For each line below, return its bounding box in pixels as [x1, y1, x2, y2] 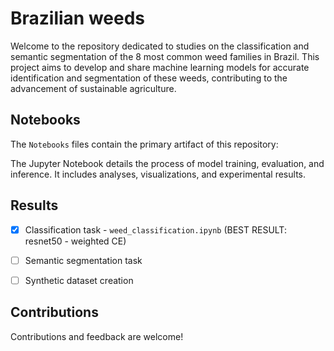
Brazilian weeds [10, 7, 146, 30]
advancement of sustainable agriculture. [10, 82, 177, 94]
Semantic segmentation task [24, 254, 143, 266]
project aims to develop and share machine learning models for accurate [10, 61, 310, 73]
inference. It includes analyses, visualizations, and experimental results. [10, 168, 306, 180]
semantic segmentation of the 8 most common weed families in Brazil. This [10, 50, 320, 62]
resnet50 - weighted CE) [24, 235, 127, 247]
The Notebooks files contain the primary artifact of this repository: [10, 138, 279, 150]
